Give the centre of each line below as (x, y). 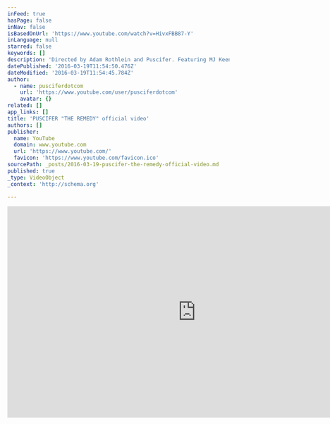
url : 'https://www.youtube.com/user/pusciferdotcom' (99, 92)
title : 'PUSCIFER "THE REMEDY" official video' (79, 118)
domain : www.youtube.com (50, 145)
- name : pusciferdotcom (48, 86)
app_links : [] (28, 112)
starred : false (30, 46)
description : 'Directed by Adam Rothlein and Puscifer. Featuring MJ (112, 60)
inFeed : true (26, 14)
